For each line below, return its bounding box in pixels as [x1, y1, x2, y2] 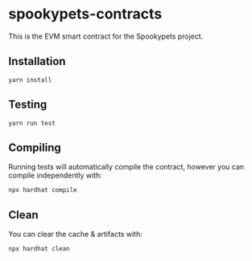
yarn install [8, 75, 52, 84]
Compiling [8, 141, 62, 154]
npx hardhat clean [8, 245, 70, 253]
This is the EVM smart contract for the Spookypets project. [8, 31, 204, 41]
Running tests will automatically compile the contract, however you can [8, 162, 245, 172]
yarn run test [8, 119, 56, 127]
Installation [8, 55, 66, 68]
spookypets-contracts [8, 5, 163, 23]
